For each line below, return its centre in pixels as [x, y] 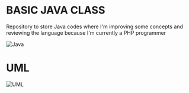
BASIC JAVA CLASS [56, 10]
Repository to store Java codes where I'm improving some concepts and [95, 26]
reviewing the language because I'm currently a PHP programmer [86, 32]
